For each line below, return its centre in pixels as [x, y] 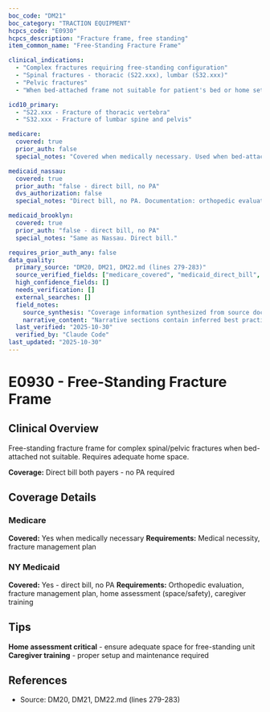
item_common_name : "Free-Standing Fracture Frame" [95, 46]
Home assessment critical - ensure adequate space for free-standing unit [132, 646]
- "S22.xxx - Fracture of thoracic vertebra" [93, 112]
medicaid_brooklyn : [41, 216]
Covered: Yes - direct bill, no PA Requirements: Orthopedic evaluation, [126, 585]
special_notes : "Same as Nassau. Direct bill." [97, 238]
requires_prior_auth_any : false [62, 253]
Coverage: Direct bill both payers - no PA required [92, 472]
